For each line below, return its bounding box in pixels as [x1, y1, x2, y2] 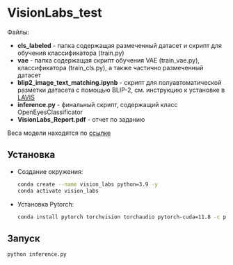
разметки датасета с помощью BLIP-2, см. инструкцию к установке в [17, 86, 225, 94]
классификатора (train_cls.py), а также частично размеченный [17, 63, 204, 72]
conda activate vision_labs [17, 187, 99, 194]
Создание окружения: [17, 167, 83, 175]
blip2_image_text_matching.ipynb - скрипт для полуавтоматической [17, 78, 222, 86]
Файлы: [7, 28, 30, 36]
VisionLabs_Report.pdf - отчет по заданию [17, 115, 145, 123]
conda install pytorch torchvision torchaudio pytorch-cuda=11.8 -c [17, 214, 220, 220]
